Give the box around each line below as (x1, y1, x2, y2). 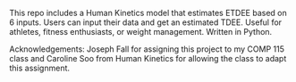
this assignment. (9, 62, 70, 73)
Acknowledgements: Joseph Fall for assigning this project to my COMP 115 (9, 44, 284, 54)
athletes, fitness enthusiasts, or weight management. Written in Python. (9, 27, 273, 37)
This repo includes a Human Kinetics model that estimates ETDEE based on (9, 8, 288, 18)
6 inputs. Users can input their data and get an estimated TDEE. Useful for (9, 17, 283, 28)
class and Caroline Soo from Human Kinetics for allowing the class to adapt (9, 53, 287, 63)
